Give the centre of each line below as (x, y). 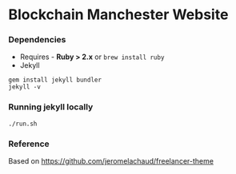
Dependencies (37, 40)
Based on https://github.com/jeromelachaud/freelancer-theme (111, 161)
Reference (29, 144)
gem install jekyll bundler (55, 80)
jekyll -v (25, 87)
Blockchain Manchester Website (118, 15)
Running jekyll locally (51, 107)
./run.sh (23, 124)
